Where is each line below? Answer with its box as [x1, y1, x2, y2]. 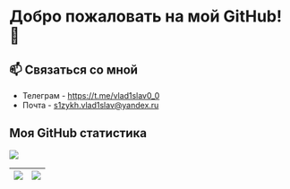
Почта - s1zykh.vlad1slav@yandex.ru [21, 100, 159, 110]
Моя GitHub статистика [9, 125, 148, 141]
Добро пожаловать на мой [9, 6, 220, 27]
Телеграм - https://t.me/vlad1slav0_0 [21, 90, 160, 100]
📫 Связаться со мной [9, 62, 139, 77]
